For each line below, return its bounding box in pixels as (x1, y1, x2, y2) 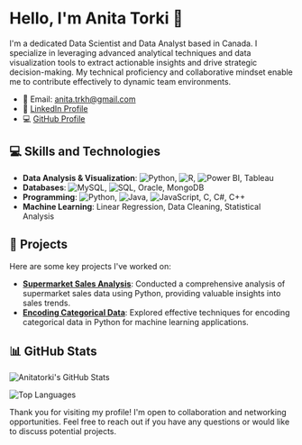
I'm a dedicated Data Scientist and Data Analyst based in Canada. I (9, 38, 258, 49)
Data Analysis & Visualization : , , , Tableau (22, 172, 275, 183)
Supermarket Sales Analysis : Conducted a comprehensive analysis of (22, 278, 286, 289)
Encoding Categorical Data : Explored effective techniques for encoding (22, 306, 290, 318)
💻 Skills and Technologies (9, 144, 160, 159)
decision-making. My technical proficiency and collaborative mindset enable (9, 67, 293, 77)
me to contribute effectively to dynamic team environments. (9, 76, 232, 86)
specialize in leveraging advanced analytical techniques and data (9, 47, 252, 58)
